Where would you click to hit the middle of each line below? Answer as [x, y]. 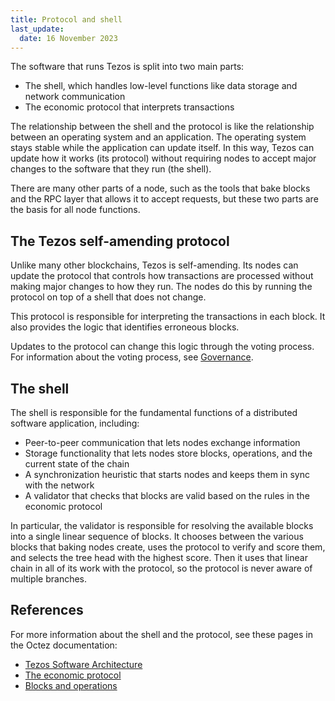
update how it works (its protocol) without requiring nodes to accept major [163, 158]
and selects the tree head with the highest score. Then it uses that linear [159, 557]
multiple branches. [49, 579]
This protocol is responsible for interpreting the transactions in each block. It [168, 317]
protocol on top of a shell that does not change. [108, 297]
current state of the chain [77, 464]
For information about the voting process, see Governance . [132, 357]
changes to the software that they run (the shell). [111, 169]
